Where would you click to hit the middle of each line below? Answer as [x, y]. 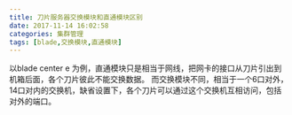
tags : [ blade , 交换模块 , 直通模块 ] [66, 42]
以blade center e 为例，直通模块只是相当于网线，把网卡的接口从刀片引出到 [146, 68]
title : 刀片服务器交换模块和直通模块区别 [76, 17]
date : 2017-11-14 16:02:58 [59, 26]
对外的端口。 [32, 102]
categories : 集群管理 [47, 34]
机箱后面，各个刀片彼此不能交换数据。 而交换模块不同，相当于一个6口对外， [149, 80]
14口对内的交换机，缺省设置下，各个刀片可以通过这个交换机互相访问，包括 [146, 90]
